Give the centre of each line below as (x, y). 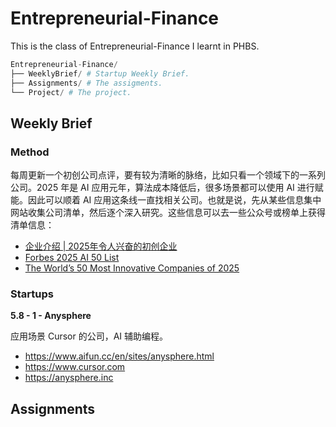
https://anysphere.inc (69, 378)
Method (30, 152)
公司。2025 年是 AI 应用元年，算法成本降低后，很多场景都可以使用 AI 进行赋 (167, 188)
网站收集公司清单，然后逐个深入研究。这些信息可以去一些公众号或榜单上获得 (168, 213)
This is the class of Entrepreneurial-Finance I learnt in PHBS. (135, 46)
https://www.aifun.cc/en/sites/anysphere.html (119, 356)
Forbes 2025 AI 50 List (72, 258)
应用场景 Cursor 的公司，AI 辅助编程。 (89, 336)
